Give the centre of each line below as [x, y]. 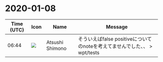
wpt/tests [89, 52]
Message [117, 27]
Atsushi [55, 42]
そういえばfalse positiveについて [115, 39]
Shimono [57, 48]
